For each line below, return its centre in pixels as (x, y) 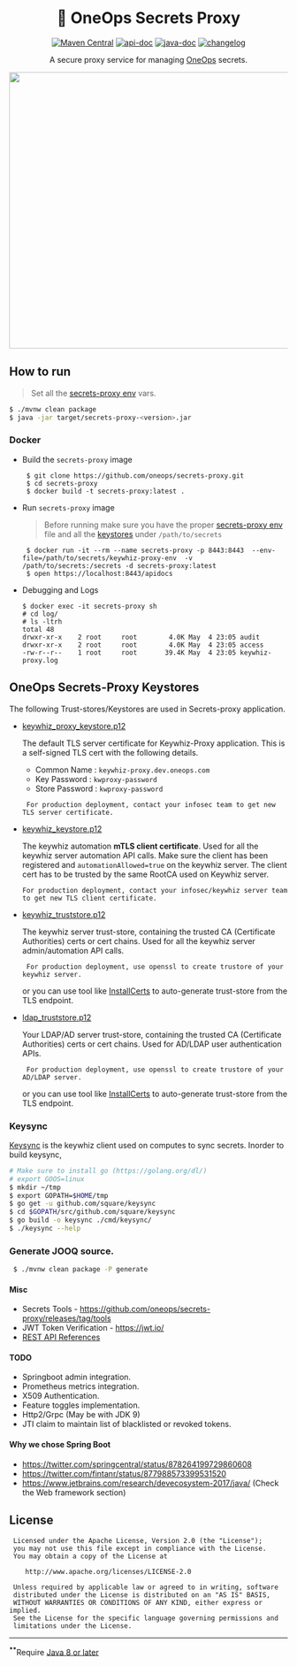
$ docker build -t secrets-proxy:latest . (106, 491)
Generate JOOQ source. (62, 1251)
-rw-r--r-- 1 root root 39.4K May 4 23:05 (129, 653)
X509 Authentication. (61, 1396)
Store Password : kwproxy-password (99, 788)
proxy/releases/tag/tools (67, 1318)
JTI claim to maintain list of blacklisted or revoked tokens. (126, 1424)
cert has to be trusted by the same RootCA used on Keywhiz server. (145, 874)
